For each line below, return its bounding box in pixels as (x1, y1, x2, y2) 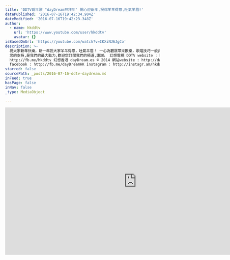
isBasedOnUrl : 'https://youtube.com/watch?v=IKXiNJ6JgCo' (5, 39, 126, 44)
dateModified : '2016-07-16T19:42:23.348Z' (5, 16, 93, 21)
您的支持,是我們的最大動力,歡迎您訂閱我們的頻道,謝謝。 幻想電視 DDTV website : (9, 53, 158, 58)
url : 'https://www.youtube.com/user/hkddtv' (14, 30, 107, 35)
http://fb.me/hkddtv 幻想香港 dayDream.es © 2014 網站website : (9, 58, 140, 62)
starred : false (5, 67, 36, 72)
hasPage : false (5, 80, 36, 85)
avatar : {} (14, 35, 36, 40)
